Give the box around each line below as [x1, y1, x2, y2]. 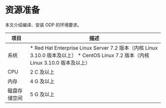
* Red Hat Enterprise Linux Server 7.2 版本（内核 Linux [30, 44, 158, 51]
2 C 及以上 [30, 68, 55, 75]
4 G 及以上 [30, 78, 55, 85]
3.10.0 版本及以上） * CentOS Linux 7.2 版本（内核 [30, 52, 150, 58]
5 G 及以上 [30, 91, 55, 98]
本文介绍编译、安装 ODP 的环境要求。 [5, 22, 82, 28]
